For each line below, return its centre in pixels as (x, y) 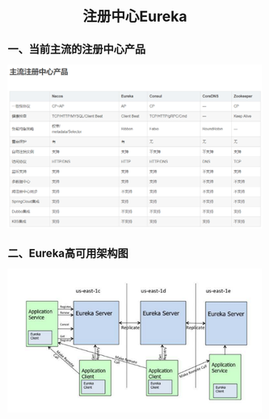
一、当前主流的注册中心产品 (77, 49)
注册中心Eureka (135, 17)
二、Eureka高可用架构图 (68, 253)
